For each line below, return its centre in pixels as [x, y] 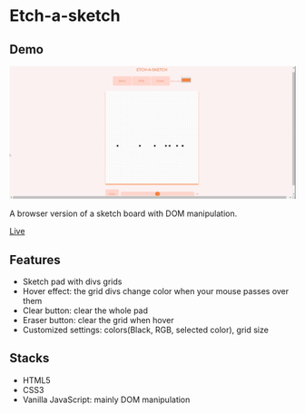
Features [35, 260]
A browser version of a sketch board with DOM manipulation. [123, 213]
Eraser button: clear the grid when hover [98, 320]
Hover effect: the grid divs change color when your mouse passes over [156, 291]
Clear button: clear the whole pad [85, 310]
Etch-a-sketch [65, 16]
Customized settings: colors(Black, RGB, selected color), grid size [146, 330]
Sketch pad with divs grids [72, 281]
